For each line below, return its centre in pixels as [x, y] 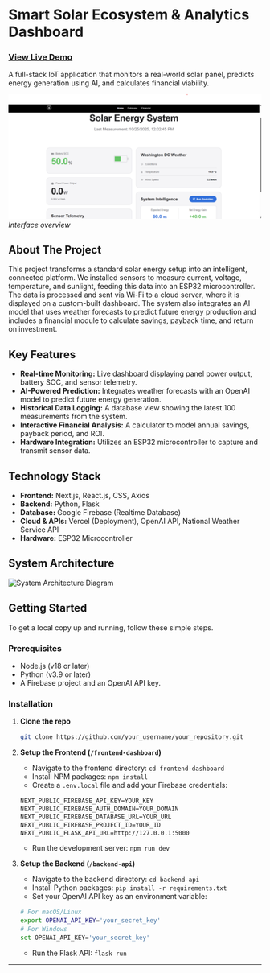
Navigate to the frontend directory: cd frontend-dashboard [128, 768]
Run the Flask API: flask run [79, 953]
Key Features [42, 355]
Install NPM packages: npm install [90, 777]
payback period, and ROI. [62, 434]
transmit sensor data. [55, 451]
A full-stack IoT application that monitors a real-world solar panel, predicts [131, 75]
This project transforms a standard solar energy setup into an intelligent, [128, 269]
